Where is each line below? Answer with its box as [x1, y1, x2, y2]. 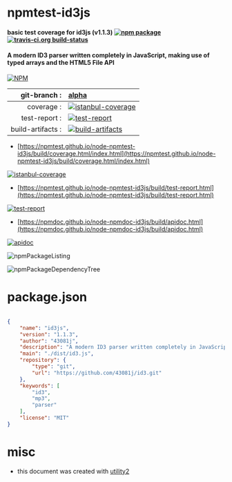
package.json [7, 289, 88, 305]
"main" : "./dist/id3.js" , [19, 350, 95, 357]
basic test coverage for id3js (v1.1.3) [7, 28, 113, 36]
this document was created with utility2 [17, 467, 130, 475]
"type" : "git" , [32, 363, 76, 370]
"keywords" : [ [19, 382, 60, 389]
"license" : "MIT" [19, 414, 70, 422]
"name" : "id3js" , [19, 325, 70, 331]
